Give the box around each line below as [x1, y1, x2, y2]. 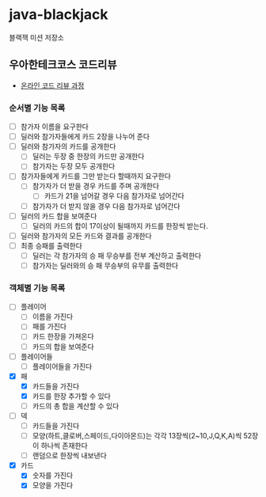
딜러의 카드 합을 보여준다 [20, 211, 97, 221]
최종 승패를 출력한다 [20, 241, 82, 250]
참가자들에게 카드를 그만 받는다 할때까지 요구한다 [20, 172, 171, 181]
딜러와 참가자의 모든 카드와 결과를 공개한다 [20, 231, 153, 241]
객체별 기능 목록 [9, 283, 66, 294]
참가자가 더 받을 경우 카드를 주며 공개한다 [32, 181, 160, 191]
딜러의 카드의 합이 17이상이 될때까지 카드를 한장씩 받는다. [32, 221, 208, 230]
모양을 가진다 [32, 480, 74, 490]
